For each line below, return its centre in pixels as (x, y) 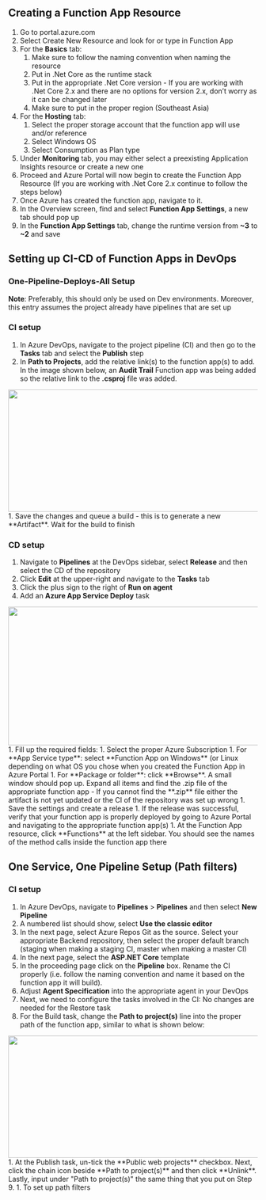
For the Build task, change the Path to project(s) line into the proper (130, 1016)
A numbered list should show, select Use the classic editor (116, 923)
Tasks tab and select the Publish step (82, 353)
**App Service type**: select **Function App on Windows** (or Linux (123, 758)
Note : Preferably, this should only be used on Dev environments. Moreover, (131, 298)
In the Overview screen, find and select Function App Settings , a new (134, 208)
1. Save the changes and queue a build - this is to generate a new (115, 516)
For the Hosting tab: (53, 116)
